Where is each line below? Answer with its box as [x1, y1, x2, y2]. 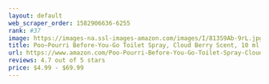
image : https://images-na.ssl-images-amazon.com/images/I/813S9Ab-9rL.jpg [8, 34, 263, 42]
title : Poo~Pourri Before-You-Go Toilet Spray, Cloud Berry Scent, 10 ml [8, 42, 260, 50]
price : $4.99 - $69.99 [8, 64, 84, 72]
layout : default [8, 11, 62, 20]
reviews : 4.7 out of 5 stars [8, 57, 106, 65]
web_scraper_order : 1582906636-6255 [8, 19, 130, 27]
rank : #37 [8, 26, 42, 34]
